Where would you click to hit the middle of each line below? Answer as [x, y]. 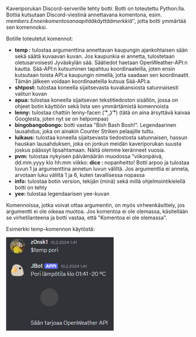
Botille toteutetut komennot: [40, 39]
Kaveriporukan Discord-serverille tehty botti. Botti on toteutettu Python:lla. [96, 9]
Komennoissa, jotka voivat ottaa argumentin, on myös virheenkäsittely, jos [95, 205]
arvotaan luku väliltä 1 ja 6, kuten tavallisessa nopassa [80, 175]
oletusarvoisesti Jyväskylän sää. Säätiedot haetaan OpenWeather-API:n [101, 62]
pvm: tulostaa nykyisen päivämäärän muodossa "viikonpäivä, [89, 156]
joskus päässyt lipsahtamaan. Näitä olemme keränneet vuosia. [90, 150]
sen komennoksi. [27, 27]
